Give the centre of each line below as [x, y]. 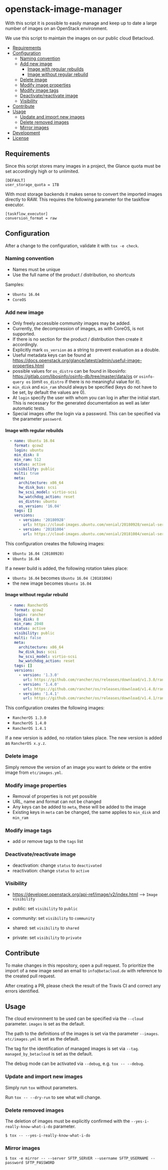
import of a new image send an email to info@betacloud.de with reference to [84, 970]
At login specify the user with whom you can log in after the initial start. [86, 398]
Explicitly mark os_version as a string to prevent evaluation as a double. [86, 350]
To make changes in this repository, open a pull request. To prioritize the [80, 965]
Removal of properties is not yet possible [54, 796]
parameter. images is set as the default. [45, 1024]
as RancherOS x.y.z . [26, 743]
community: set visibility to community [53, 918]
